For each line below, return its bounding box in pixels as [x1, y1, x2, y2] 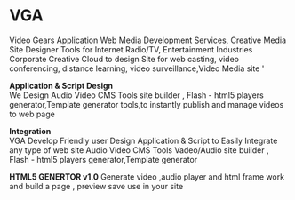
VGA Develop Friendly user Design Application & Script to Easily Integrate [9, 135, 278, 146]
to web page [9, 108, 55, 119]
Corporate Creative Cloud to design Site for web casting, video [9, 53, 240, 64]
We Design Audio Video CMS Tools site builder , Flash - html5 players [9, 90, 264, 100]
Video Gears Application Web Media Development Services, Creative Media [9, 35, 287, 45]
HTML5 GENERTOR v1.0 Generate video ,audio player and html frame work [9, 171, 285, 182]
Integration [9, 125, 52, 136]
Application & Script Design [9, 80, 114, 91]
